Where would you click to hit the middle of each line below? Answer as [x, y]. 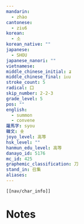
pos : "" [15, 104]
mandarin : [18, 11]
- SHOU [19, 55]
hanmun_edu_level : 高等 [34, 148]
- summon [22, 115]
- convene [23, 121]
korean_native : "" [28, 45]
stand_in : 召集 [24, 170]
